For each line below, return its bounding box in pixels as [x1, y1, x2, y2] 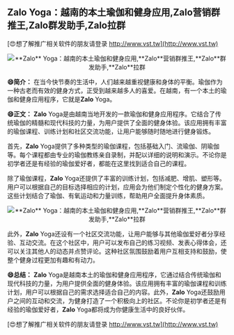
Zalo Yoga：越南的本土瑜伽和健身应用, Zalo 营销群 [7, 6, 221, 19]
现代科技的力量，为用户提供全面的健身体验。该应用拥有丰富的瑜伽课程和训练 [7, 279, 227, 287]
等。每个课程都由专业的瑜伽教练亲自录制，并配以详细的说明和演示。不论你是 [7, 150, 227, 158]
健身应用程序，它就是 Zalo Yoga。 [19, 95, 116, 103]
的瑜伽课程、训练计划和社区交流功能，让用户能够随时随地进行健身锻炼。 [7, 127, 214, 136]
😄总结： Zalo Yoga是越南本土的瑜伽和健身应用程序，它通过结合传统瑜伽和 [7, 270, 221, 279]
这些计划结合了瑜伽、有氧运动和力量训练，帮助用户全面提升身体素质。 [7, 191, 209, 199]
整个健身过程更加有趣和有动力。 [7, 256, 99, 264]
